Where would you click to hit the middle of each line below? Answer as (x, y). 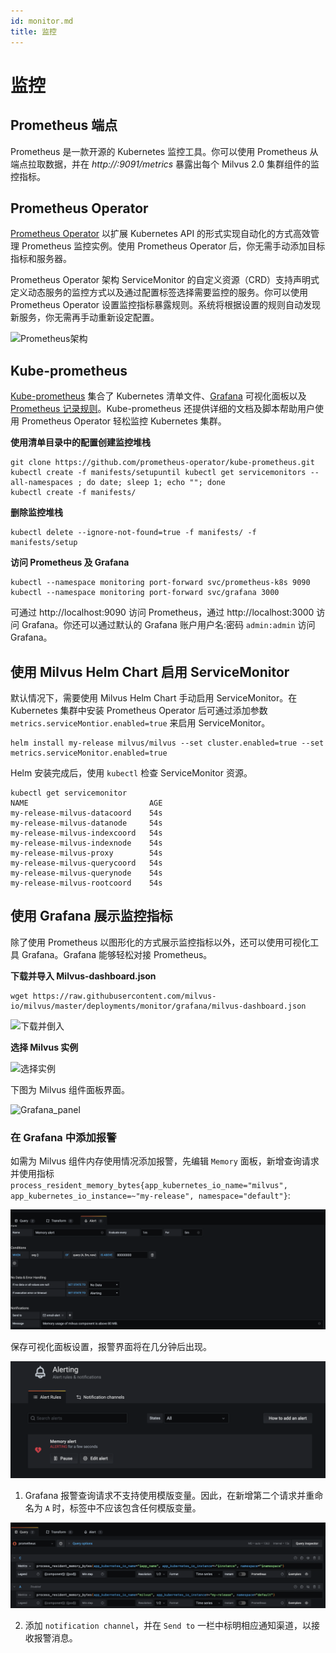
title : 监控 (33, 31)
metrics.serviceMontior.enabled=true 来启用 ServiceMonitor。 (140, 722)
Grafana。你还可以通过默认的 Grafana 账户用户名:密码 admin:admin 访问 (168, 625)
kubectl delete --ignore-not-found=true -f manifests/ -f (133, 533)
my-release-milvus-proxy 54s (86, 853)
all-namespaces (42, 483)
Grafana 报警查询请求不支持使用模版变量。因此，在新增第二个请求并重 (169, 1496)
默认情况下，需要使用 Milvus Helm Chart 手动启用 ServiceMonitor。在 (154, 697)
